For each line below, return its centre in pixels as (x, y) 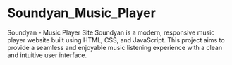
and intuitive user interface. (47, 55)
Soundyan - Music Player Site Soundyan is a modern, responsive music (111, 32)
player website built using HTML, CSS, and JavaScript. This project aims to (116, 40)
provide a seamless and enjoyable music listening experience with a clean (115, 47)
